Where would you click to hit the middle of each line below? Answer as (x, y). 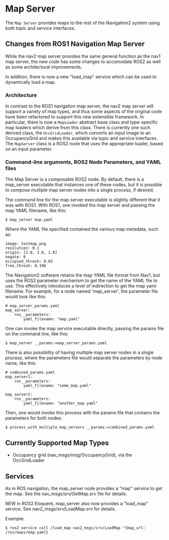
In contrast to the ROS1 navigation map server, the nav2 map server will (79, 106)
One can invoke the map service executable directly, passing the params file (84, 329)
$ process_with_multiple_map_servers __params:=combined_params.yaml (80, 427)
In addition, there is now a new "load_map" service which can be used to (81, 77)
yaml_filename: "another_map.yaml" (61, 403)
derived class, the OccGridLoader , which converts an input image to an (78, 133)
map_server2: (19, 395)
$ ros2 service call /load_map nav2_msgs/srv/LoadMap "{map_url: (75, 528)
